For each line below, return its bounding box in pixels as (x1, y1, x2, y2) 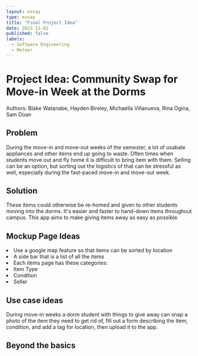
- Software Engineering (11, 42, 70, 48)
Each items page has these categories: (14, 259, 108, 266)
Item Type (14, 266, 38, 273)
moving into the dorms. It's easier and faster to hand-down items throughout (6, 208, 192, 215)
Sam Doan (6, 110, 31, 118)
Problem (6, 128, 38, 138)
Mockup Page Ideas (6, 231, 81, 241)
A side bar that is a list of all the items (14, 253, 104, 260)
